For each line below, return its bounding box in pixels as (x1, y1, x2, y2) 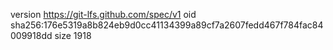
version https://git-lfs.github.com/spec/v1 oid (10, 9, 197, 20)
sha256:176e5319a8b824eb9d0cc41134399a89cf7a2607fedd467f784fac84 (10, 19, 324, 31)
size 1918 (54, 30, 92, 41)
